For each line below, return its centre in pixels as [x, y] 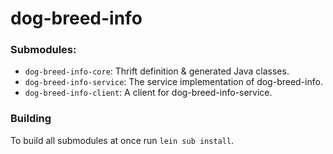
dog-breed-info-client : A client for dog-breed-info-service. [148, 93]
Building [31, 119]
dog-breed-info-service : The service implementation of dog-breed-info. [173, 82]
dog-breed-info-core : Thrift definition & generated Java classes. [157, 71]
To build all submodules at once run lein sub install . [122, 140]
